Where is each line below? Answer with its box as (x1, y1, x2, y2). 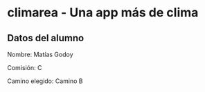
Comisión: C (7, 64, 42, 71)
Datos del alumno (7, 32, 84, 44)
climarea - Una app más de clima (7, 5, 199, 21)
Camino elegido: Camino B (7, 77, 83, 85)
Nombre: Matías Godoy (7, 50, 74, 58)
